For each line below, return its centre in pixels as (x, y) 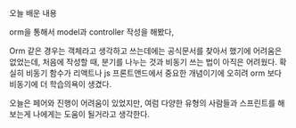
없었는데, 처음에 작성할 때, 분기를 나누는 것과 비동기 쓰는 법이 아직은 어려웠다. (144, 62)
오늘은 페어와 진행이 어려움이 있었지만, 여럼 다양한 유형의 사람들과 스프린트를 (143, 103)
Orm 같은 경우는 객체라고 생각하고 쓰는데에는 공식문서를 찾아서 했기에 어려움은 (146, 51)
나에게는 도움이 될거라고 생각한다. (91, 114)
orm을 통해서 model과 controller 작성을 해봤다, (92, 32)
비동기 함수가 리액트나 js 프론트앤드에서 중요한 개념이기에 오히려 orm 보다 (154, 73)
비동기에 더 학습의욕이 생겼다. (61, 84)
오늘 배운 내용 (33, 13)
